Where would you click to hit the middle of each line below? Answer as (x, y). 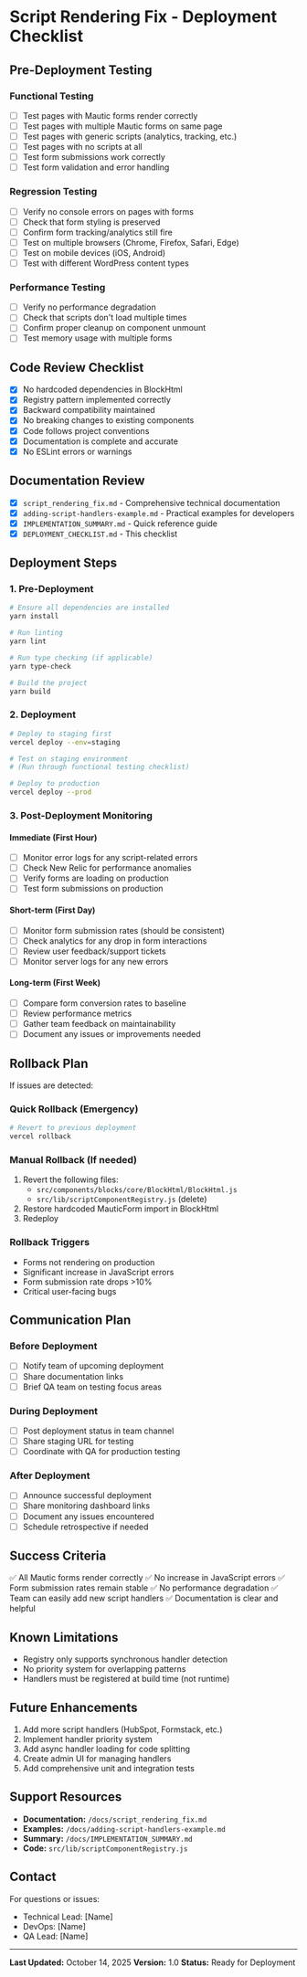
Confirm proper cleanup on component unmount (114, 328)
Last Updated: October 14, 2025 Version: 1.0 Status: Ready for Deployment (153, 1962)
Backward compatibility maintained (89, 410)
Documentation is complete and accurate (100, 441)
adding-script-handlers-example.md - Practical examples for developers (159, 513)
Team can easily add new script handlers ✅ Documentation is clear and (144, 1598)
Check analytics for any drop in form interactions (115, 941)
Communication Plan (70, 1321)
